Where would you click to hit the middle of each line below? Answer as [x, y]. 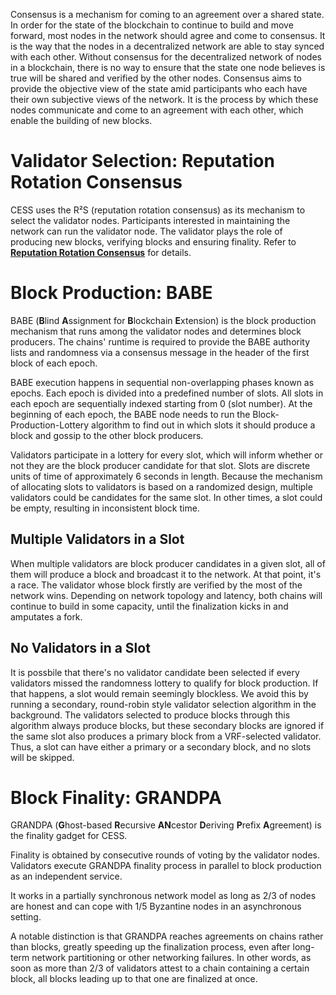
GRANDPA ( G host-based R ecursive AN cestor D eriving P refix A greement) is [166, 825]
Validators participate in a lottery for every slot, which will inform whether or [166, 455]
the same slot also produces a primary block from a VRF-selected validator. [166, 736]
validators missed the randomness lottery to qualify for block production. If [164, 683]
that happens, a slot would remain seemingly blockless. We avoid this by [159, 693]
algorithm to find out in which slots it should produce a [203, 425]
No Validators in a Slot [80, 648]
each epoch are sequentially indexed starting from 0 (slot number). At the [161, 403]
